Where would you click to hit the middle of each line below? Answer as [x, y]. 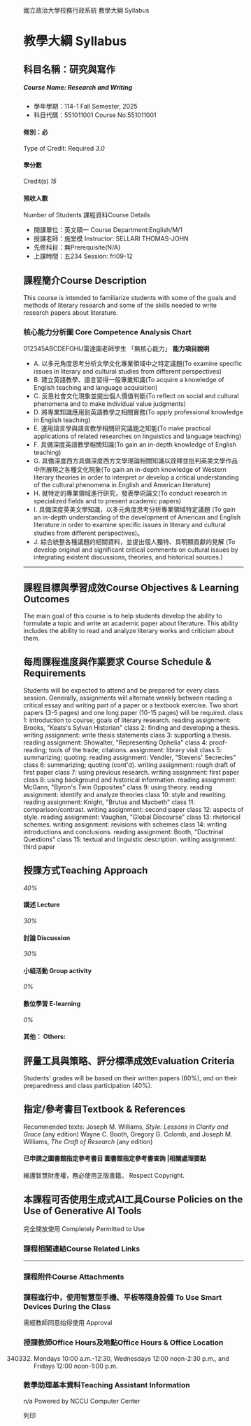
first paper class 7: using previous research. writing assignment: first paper [131, 772]
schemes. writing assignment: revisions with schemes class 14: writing [125, 824]
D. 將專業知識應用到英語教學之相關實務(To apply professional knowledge [138, 412]
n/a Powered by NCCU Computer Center [82, 1401]
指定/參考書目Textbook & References [105, 1109]
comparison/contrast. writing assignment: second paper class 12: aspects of [134, 809]
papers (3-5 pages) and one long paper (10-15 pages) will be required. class [133, 712]
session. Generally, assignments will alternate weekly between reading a [128, 698]
